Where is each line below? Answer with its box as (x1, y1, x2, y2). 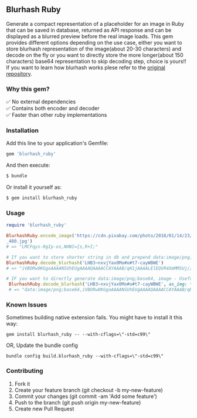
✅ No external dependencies (6, 98, 76, 105)
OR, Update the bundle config (6, 342, 78, 349)
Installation (6, 126, 39, 134)
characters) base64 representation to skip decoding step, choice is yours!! (6, 58, 186, 65)
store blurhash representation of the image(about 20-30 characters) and (6, 45, 182, 52)
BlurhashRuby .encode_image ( (6, 233, 75, 239)
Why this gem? (6, 85, 50, 93)
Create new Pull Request (14, 405, 74, 412)
